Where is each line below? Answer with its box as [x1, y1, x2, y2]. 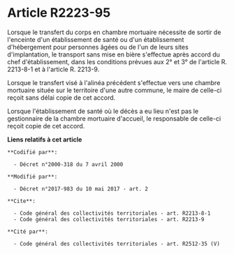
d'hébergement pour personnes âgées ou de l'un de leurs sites [7, 43, 189, 51]
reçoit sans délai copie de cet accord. [7, 93, 116, 102]
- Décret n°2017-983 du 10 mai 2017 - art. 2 [13, 185, 149, 193]
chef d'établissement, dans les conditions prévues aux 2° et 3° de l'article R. [7, 57, 228, 66]
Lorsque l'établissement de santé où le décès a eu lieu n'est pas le [7, 107, 199, 115]
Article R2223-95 [7, 5, 111, 21]
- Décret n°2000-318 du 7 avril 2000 [13, 160, 124, 168]
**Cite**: [7, 197, 36, 204]
